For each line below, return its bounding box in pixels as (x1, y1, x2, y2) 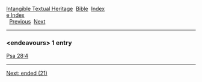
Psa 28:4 (6, 52, 29, 60)
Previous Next (8, 18, 46, 25)
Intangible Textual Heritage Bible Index (6, 5, 105, 12)
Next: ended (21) (6, 69, 47, 77)
